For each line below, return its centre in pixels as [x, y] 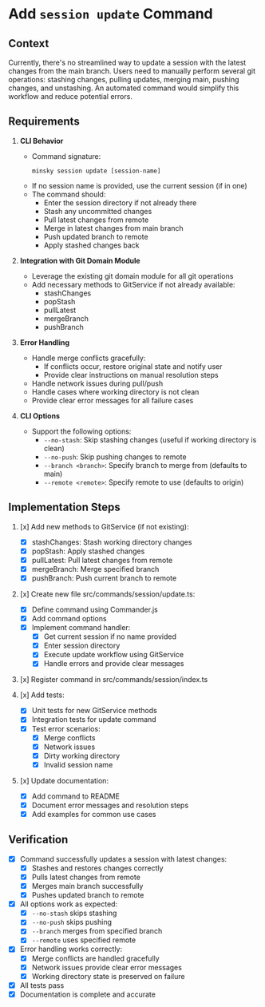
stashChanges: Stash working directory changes [112, 542]
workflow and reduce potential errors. [71, 96]
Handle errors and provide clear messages [114, 664]
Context [29, 44]
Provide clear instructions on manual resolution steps [131, 375]
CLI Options [40, 415]
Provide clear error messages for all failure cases [113, 400]
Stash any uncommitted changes [98, 211]
